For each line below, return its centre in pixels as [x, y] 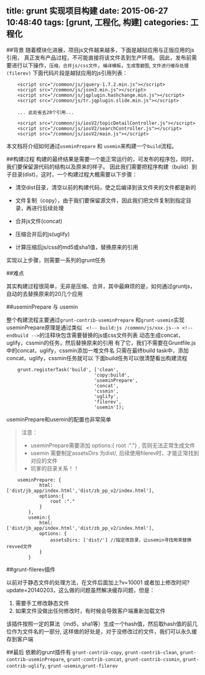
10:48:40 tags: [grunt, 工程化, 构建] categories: [97, 22]
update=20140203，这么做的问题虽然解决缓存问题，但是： [81, 590]
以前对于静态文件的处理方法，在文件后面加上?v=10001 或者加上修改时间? [98, 582]
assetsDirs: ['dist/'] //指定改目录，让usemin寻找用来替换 [121, 540]
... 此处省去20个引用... [46, 112]
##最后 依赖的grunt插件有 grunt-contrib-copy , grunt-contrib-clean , [92, 652]
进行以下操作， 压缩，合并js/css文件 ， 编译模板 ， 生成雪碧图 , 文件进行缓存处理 [100, 65]
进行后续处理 [48, 208]
